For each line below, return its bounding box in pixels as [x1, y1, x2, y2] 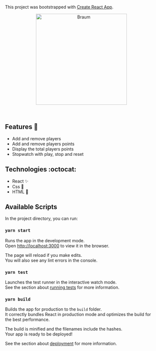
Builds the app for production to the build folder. [5, 306, 102, 312]
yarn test [5, 269, 28, 275]
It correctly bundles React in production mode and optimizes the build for [5, 312, 151, 318]
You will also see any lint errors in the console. [5, 257, 98, 263]
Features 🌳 [5, 123, 38, 131]
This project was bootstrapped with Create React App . [5, 4, 114, 10]
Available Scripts [5, 203, 57, 211]
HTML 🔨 [12, 189, 29, 195]
